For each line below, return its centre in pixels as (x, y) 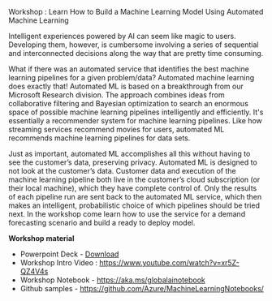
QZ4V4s (34, 271)
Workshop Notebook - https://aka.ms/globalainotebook (112, 280)
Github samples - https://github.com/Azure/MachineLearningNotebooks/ (142, 288)
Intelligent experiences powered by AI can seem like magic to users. (123, 36)
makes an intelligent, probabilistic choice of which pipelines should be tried (134, 205)
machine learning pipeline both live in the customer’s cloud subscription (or (134, 179)
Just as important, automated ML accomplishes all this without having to (130, 154)
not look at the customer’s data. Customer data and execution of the (123, 171)
